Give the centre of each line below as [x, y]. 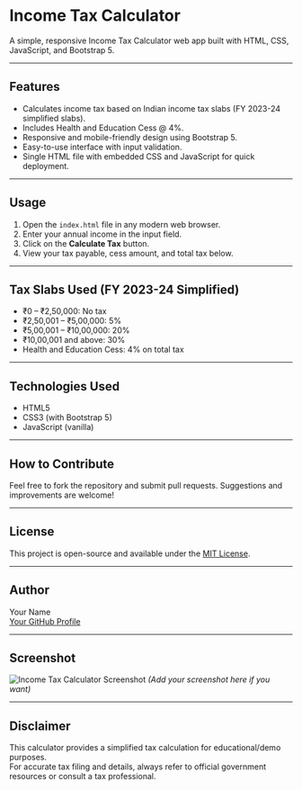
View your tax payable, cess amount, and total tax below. [128, 253]
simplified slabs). [54, 118]
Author [29, 590]
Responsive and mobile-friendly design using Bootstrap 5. [130, 137]
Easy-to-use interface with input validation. [102, 147]
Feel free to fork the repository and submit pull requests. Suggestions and [146, 485]
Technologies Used [64, 386]
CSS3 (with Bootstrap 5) [67, 417]
